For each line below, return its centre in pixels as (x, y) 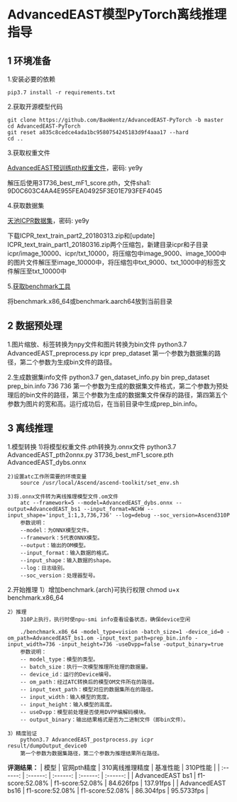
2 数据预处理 (35, 326)
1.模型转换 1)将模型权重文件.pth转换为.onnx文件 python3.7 (92, 446)
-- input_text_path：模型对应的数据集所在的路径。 (88, 689)
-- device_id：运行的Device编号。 (67, 674)
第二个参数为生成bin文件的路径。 (68, 362)
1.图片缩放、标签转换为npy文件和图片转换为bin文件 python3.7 (97, 344)
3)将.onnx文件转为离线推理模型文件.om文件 (63, 496)
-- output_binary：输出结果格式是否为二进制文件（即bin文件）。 (105, 720)
